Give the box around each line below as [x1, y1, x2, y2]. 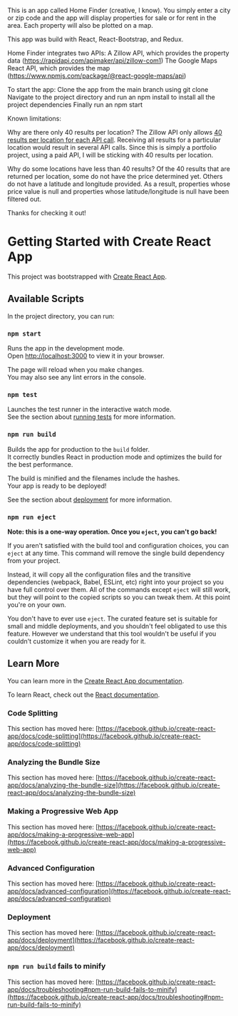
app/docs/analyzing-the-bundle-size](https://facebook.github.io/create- [7, 781, 221, 789]
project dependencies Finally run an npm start [7, 100, 143, 109]
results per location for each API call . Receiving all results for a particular [7, 135, 221, 144]
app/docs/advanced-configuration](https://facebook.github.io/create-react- [7, 886, 232, 895]
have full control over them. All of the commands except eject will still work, [7, 585, 231, 593]
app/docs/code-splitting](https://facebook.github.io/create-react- [7, 732, 201, 740]
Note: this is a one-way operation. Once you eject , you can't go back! [7, 527, 217, 536]
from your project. [7, 556, 61, 565]
